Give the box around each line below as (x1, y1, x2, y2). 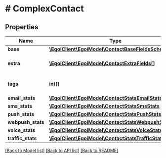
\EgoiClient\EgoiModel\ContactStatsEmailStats (49, 95, 163, 102)
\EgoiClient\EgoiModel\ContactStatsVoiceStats (49, 127, 163, 134)
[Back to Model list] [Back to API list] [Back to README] (5, 148, 119, 154)
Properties (5, 23, 39, 31)
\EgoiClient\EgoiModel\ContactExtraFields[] (49, 60, 155, 67)
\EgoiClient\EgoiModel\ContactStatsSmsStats (49, 103, 160, 109)
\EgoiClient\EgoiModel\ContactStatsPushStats (49, 111, 162, 117)
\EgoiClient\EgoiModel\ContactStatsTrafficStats (49, 135, 165, 142)
